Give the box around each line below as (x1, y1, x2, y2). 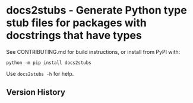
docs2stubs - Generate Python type (6, 4, 187, 17)
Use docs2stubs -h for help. (6, 70, 74, 77)
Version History (6, 87, 65, 98)
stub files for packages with (6, 16, 147, 30)
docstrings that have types (6, 29, 143, 42)
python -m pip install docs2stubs (6, 60, 92, 66)
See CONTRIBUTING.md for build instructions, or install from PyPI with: (6, 48, 181, 55)
